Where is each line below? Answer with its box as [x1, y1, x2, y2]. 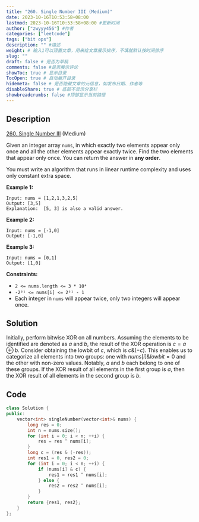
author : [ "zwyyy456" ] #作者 [6, 25, 74, 32]
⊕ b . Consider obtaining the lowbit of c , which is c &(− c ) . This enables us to [6, 347, 193, 354]
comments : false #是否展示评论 [6, 64, 78, 70]
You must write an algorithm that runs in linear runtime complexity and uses [6, 165, 191, 173]
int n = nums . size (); [27, 427, 81, 433]
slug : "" [6, 53, 28, 59]
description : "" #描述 [6, 42, 61, 48]
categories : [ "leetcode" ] [6, 31, 70, 37]
